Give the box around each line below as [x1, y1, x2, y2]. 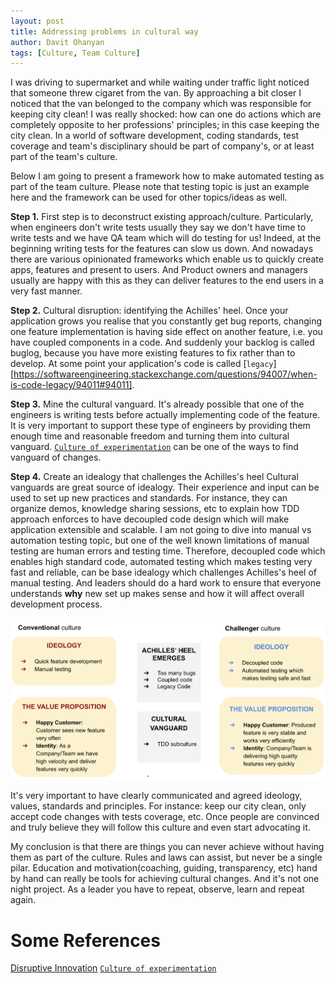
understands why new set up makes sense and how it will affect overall [10, 588, 305, 600]
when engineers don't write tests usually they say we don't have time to [10, 221, 307, 234]
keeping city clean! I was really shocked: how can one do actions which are [10, 108, 322, 120]
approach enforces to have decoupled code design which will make [10, 513, 290, 525]
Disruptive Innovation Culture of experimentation [10, 962, 217, 974]
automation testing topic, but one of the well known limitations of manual [10, 535, 310, 547]
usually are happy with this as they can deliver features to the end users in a [10, 275, 324, 287]
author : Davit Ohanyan [10, 37, 105, 47]
